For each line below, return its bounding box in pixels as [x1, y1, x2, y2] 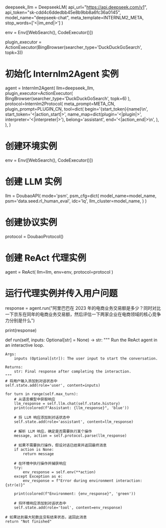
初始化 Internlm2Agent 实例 [5, 69, 119, 80]
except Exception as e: [14, 474, 63, 479]
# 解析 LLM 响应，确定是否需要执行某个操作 [14, 429, 92, 434]
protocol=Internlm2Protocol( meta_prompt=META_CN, [5, 101, 116, 107]
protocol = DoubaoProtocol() [5, 233, 64, 239]
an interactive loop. [5, 342, 44, 348]
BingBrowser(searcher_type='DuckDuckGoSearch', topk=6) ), [5, 95, 131, 101]
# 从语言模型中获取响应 [14, 397, 55, 402]
